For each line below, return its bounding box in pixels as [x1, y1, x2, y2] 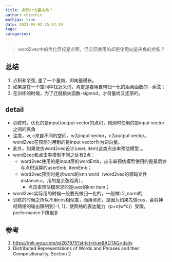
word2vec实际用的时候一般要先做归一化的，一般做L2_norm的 [12, 190, 143, 196]
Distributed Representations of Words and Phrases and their [12, 245, 140, 252]
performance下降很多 [12, 209, 59, 216]
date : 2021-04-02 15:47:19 [5, 22, 63, 27]
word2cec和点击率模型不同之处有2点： [12, 152, 96, 158]
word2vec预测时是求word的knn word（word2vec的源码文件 [20, 171, 147, 177]
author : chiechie [5, 12, 43, 17]
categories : [5, 31, 31, 36]
